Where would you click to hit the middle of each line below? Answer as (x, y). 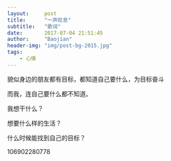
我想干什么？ (25, 108)
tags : (15, 53)
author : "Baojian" (40, 39)
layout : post (32, 13)
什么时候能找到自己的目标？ (47, 138)
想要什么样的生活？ (34, 123)
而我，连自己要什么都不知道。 (49, 93)
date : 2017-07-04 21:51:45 (55, 33)
